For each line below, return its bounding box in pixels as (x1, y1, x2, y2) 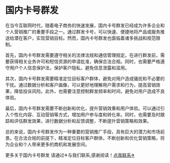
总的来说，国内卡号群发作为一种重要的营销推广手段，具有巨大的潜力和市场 (5, 129, 160, 135)
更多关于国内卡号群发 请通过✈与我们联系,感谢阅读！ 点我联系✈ (5, 152, 135, 158)
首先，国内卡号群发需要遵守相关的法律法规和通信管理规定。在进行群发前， (5, 52, 160, 58)
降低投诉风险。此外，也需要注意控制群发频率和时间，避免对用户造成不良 (14, 88, 165, 94)
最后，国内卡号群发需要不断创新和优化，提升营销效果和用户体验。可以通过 (5, 105, 160, 111)
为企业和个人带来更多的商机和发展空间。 (5, 141, 90, 147)
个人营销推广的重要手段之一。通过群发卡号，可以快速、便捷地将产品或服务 (5, 28, 160, 34)
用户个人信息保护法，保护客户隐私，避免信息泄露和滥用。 (9, 64, 130, 71)
